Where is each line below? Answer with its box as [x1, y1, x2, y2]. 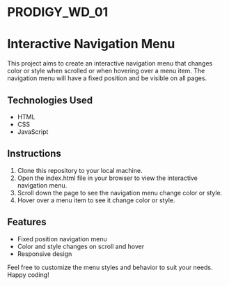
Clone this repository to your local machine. [17, 166, 143, 174]
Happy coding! [7, 270, 50, 279]
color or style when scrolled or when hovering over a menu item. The [7, 67, 205, 75]
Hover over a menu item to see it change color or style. [17, 196, 175, 204]
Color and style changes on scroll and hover [17, 242, 145, 250]
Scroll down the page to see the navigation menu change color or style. [17, 188, 223, 197]
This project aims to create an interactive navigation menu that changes [7, 59, 213, 68]
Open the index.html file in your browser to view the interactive [17, 174, 198, 182]
